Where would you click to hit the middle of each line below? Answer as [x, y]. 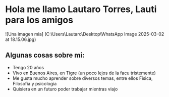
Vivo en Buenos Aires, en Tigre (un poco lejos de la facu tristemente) [84, 73]
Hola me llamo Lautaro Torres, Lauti [81, 9]
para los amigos [39, 20]
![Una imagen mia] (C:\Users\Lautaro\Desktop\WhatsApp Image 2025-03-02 [85, 34]
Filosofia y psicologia [35, 83]
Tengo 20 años [28, 67]
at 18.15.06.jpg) [21, 39]
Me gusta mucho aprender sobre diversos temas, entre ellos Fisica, [82, 78]
